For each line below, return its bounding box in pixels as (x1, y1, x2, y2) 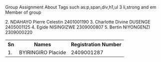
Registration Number (71, 41, 122, 48)
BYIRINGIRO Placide (19, 49, 66, 56)
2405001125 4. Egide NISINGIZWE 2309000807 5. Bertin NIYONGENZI (5, 24, 151, 30)
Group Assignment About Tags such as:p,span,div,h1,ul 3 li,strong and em (5, 4, 157, 10)
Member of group (5, 9, 41, 15)
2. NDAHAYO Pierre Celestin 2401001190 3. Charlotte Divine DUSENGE (5, 19, 151, 25)
